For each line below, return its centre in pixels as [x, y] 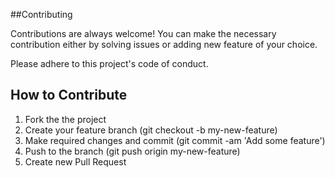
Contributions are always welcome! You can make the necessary [143, 33]
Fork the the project [65, 119]
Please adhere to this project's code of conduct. [109, 63]
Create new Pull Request [75, 161]
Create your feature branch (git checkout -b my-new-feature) [151, 130]
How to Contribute [69, 95]
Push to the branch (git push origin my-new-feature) [132, 151]
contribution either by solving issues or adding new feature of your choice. [164, 44]
